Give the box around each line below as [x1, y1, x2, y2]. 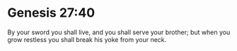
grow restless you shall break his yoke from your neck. [7, 35, 167, 43]
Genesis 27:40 [7, 5, 96, 21]
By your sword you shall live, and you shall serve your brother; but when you [7, 28, 231, 36]
